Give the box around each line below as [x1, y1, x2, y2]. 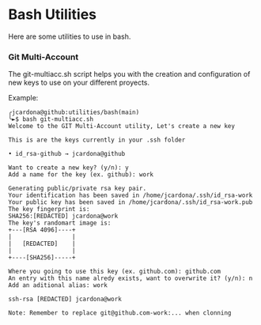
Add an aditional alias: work [8, 282, 108, 289]
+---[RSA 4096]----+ [8, 226, 77, 234]
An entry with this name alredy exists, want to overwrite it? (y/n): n [8, 274, 253, 282]
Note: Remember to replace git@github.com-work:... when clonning [8, 309, 232, 317]
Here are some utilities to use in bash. [8, 32, 131, 41]
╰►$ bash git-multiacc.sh [8, 115, 93, 123]
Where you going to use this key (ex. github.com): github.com [8, 267, 221, 276]
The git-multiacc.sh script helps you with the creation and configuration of [8, 70, 251, 79]
